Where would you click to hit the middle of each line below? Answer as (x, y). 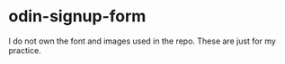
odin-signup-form (77, 16)
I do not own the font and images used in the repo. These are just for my (142, 41)
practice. (25, 50)
